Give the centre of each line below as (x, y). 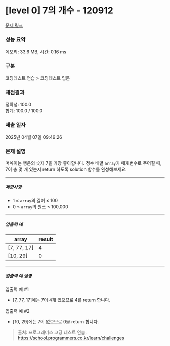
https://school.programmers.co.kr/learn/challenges (71, 338)
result (46, 239)
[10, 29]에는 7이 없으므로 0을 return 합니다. (56, 322)
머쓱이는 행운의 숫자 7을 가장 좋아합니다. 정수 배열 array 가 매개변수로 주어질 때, (83, 163)
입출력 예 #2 (17, 311)
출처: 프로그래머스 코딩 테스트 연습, (52, 332)
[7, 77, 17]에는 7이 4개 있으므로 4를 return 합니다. (61, 300)
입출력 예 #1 (17, 289)
